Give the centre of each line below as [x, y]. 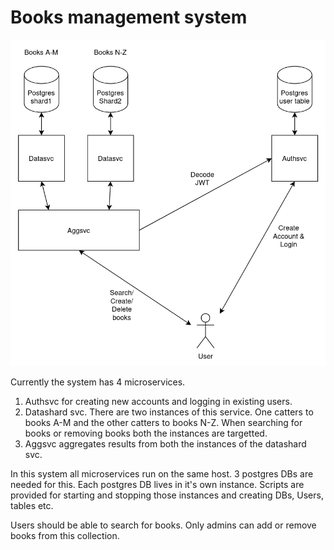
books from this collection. [65, 536]
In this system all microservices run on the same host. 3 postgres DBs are [162, 474]
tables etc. [32, 506]
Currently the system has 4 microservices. [98, 382]
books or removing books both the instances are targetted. [146, 433]
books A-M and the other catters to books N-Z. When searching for [163, 423]
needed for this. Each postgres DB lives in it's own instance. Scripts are [157, 485]
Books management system [129, 17]
